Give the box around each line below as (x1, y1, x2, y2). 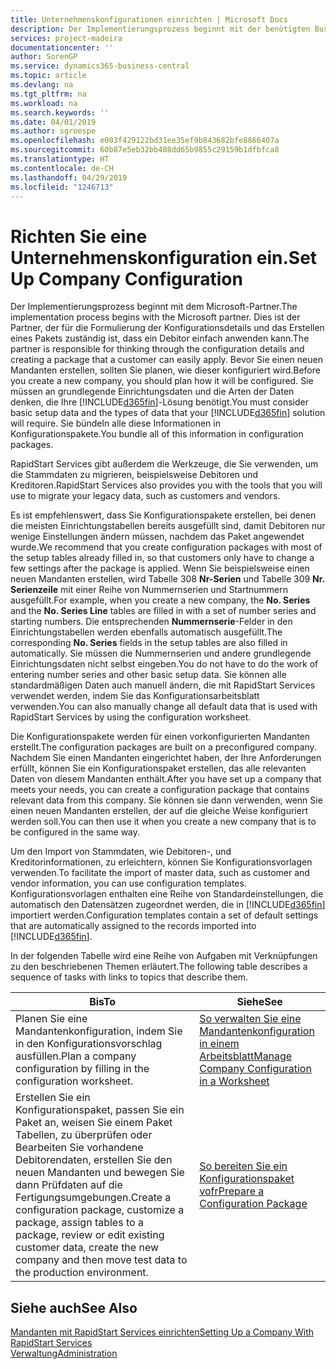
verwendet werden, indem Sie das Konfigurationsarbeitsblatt (10, 690, 260, 702)
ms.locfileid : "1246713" (10, 182, 114, 192)
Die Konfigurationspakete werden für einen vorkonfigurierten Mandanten (10, 731, 311, 743)
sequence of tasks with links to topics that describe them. (10, 971, 249, 983)
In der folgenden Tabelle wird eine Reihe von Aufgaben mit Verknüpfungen (10, 950, 318, 962)
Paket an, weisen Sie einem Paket (15, 1116, 173, 1130)
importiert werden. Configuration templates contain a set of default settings (10, 909, 319, 921)
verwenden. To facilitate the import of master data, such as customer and (10, 867, 310, 879)
